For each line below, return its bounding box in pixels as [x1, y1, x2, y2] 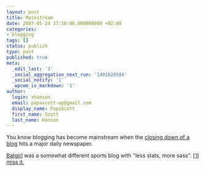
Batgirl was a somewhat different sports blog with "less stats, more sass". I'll [6, 152, 199, 159]
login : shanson [12, 94, 51, 100]
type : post [6, 49, 34, 55]
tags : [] [6, 37, 29, 43]
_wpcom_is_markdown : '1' [12, 83, 75, 89]
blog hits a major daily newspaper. [6, 140, 93, 147]
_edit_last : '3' [12, 65, 53, 72]
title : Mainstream [6, 15, 53, 21]
